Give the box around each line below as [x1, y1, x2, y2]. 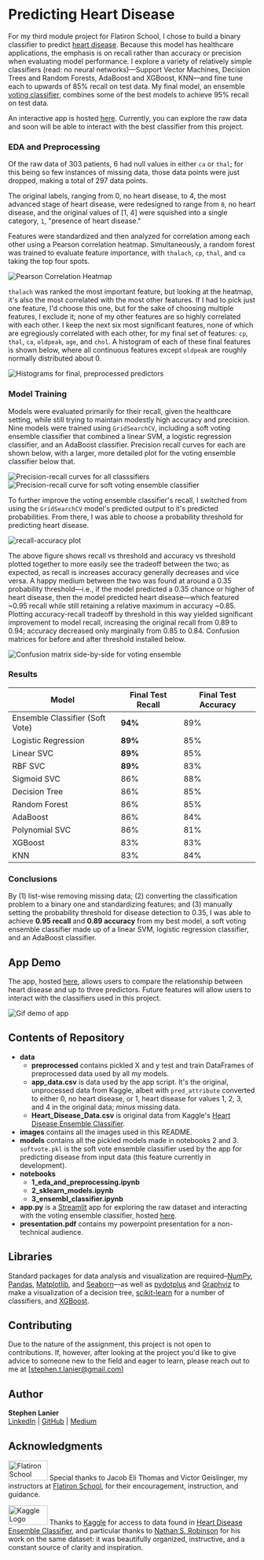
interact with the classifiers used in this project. [8, 993, 161, 1002]
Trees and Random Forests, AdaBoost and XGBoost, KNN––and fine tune [8, 73, 244, 82]
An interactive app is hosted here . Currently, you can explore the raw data [8, 113, 247, 123]
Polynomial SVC [12, 824, 71, 835]
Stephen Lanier [8, 1408, 60, 1418]
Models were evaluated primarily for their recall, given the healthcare [8, 406, 232, 416]
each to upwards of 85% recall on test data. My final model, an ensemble [8, 81, 245, 91]
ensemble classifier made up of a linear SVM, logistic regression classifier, [8, 925, 249, 934]
